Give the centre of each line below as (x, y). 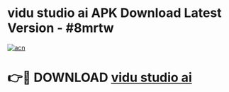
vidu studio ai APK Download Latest (114, 13)
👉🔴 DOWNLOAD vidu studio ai (100, 77)
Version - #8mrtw (61, 28)
